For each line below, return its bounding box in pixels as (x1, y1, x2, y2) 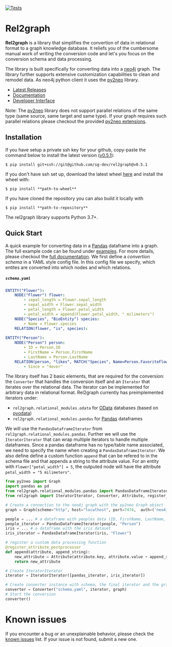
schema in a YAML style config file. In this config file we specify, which (5, 259, 156, 265)
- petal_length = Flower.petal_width (24, 307, 104, 312)
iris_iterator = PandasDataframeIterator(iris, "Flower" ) (5, 531, 132, 536)
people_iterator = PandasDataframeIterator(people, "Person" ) (5, 521, 141, 526)
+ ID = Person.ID (24, 345, 60, 350)
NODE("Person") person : (14, 340, 66, 345)
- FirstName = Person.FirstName (24, 349, 93, 355)
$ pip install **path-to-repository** (5, 205, 88, 210)
